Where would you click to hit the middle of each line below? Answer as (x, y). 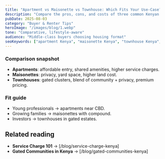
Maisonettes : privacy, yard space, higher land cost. (64, 75)
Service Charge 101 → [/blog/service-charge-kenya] (66, 146)
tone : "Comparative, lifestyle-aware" (45, 32)
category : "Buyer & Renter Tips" (39, 23)
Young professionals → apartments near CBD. (58, 108)
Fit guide (16, 98)
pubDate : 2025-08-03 (26, 19)
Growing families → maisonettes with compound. (62, 114)
